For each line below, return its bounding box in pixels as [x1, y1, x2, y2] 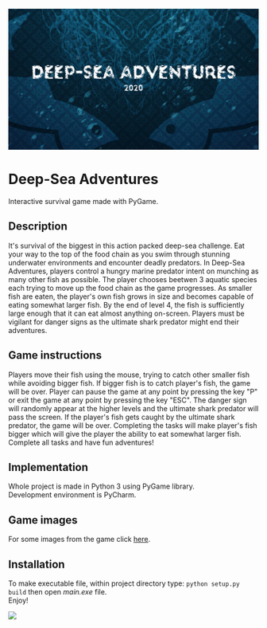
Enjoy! [8, 595, 29, 605]
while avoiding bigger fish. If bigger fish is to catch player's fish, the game [8, 378, 251, 387]
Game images [8, 513, 78, 527]
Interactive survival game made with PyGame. [8, 196, 159, 206]
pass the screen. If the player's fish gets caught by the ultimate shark [8, 412, 235, 422]
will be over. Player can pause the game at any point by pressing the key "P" [8, 387, 258, 396]
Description [8, 220, 68, 234]
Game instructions [8, 348, 102, 363]
